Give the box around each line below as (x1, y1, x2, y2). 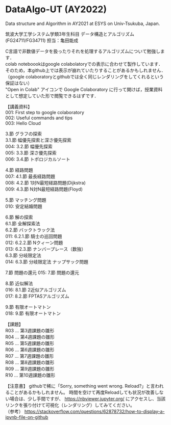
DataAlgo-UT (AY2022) (5, 4, 107, 15)
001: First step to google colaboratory (5, 109, 84, 115)
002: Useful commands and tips (5, 115, 73, 121)
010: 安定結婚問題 (5, 203, 42, 209)
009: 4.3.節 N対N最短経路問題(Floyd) (5, 186, 83, 192)
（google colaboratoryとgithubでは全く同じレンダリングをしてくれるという (5, 73, 164, 79)
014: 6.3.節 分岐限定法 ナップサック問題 (5, 258, 88, 264)
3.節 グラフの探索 (5, 130, 42, 137)
